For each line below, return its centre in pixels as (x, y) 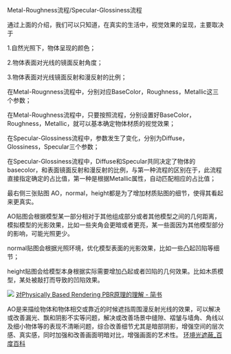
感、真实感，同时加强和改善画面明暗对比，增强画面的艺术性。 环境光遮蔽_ (112, 335)
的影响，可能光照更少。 (40, 233)
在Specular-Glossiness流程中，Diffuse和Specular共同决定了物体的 (101, 161)
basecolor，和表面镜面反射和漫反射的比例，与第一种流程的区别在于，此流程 (114, 170)
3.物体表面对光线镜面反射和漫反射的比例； (67, 77)
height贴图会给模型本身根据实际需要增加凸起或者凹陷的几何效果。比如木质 (112, 271)
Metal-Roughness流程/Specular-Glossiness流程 (75, 10)
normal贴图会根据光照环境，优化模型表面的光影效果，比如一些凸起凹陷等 (110, 248)
